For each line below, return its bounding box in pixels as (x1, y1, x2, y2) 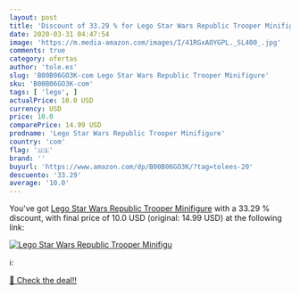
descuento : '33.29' (9, 170, 82, 179)
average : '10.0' (9, 179, 70, 188)
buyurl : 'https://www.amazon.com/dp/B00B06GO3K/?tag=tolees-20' (9, 162, 254, 171)
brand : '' (9, 153, 46, 163)
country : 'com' (9, 137, 66, 146)
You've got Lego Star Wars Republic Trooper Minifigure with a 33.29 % (9, 203, 271, 214)
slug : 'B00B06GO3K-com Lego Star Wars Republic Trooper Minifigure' (9, 71, 270, 80)
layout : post (9, 12, 58, 22)
